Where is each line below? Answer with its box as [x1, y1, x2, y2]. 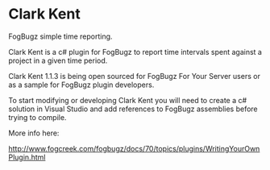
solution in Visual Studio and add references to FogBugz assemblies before [8, 104, 258, 114]
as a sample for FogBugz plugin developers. [8, 80, 155, 89]
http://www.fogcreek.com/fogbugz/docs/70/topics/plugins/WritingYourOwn [8, 143, 260, 153]
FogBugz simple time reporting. [8, 31, 113, 41]
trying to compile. [8, 112, 67, 122]
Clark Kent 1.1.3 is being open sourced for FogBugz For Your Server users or [8, 71, 260, 81]
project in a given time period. [8, 56, 108, 65]
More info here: [8, 128, 60, 138]
